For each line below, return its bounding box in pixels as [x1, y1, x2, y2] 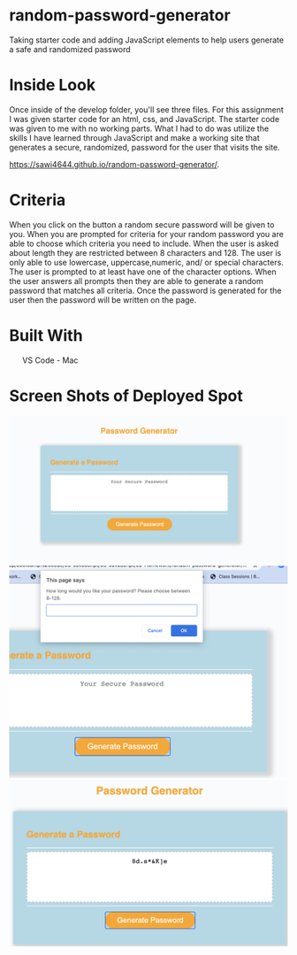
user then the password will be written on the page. [9, 294, 197, 305]
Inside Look [9, 75, 95, 96]
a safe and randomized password [9, 43, 131, 54]
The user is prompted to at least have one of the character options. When [9, 266, 277, 277]
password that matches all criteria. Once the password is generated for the [9, 285, 282, 296]
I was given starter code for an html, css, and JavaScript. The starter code [9, 113, 280, 124]
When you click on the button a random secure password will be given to [9, 219, 275, 230]
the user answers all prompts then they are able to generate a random [9, 275, 263, 286]
